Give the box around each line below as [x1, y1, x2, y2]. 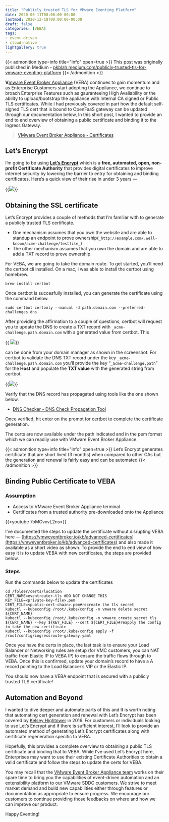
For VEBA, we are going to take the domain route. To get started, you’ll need [5, 261, 163, 267]
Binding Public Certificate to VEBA [5, 477, 116, 485]
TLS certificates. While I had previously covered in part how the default [5, 100, 153, 106]
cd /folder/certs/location [5, 589, 62, 594]
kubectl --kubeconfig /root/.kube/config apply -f [5, 629, 114, 634]
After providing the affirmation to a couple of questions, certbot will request [5, 318, 162, 324]
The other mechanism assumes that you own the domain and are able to [12, 246, 163, 252]
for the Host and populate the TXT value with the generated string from [5, 365, 154, 371]
